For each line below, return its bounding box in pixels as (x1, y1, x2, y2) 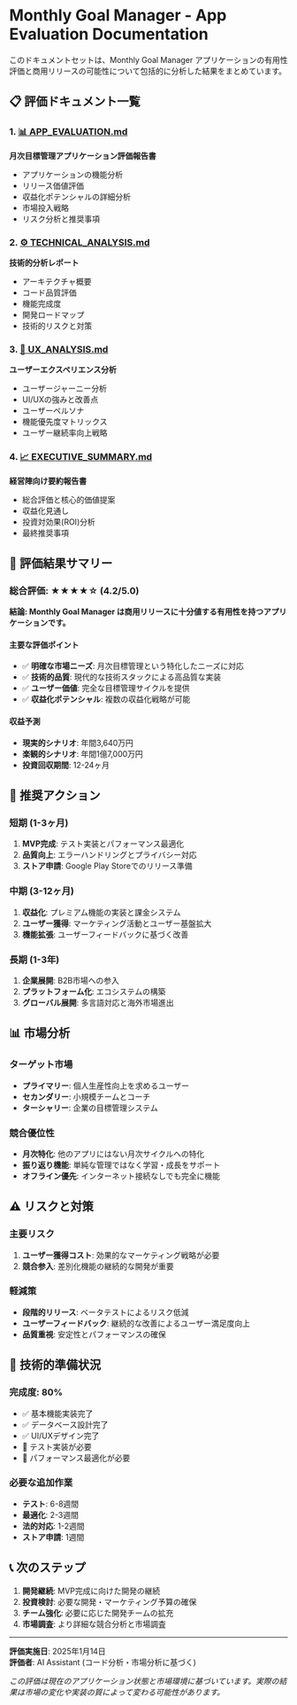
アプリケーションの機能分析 (21, 169, 124, 180)
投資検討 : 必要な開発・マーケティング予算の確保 (21, 1596, 197, 1607)
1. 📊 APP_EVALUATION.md (9, 126, 128, 138)
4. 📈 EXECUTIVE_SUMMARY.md (9, 451, 153, 463)
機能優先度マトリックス (21, 417, 108, 427)
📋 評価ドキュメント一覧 (9, 94, 141, 109)
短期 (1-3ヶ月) (9, 816, 69, 829)
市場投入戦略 (21, 202, 69, 213)
